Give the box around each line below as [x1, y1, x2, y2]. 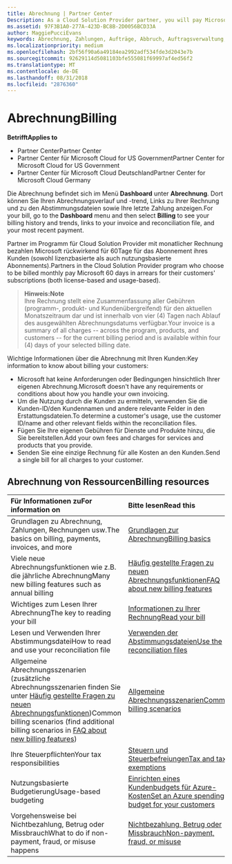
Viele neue [10, 554, 46, 563]
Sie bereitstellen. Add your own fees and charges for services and [17, 434, 204, 442]
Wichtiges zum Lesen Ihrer [10, 599, 98, 608]
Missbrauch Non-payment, [128, 828, 215, 838]
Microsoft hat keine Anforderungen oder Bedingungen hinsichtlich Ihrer [17, 375, 220, 383]
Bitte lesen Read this [128, 501, 195, 510]
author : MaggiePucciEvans [7, 29, 81, 37]
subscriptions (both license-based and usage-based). [7, 276, 161, 285]
